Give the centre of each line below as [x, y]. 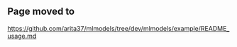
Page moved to [41, 12]
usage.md [22, 36]
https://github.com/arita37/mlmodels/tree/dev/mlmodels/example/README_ [118, 28]
